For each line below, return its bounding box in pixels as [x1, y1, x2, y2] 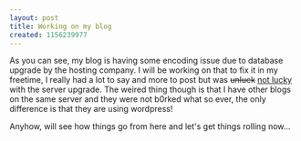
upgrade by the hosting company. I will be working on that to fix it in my [9, 65, 278, 76]
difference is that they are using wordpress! [9, 104, 173, 115]
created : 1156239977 [9, 30, 88, 39]
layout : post [9, 13, 59, 23]
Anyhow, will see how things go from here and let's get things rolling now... [9, 121, 291, 132]
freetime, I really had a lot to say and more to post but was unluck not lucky [9, 75, 293, 86]
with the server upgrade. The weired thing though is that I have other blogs [9, 84, 292, 96]
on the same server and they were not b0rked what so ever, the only [9, 94, 266, 105]
